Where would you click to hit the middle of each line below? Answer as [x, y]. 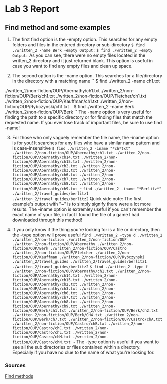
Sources [15, 365]
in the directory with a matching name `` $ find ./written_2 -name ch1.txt [86, 81]
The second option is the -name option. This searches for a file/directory [87, 75]
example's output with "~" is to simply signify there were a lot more [82, 204]
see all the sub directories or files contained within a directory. [76, 347]
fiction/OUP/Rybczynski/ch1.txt [37, 107]
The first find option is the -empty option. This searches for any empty [85, 39]
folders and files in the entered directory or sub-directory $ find [78, 45]
